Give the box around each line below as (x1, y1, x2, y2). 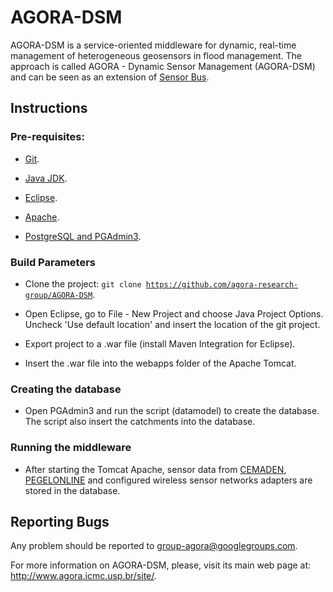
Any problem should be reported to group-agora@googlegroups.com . (10, 540, 298, 552)
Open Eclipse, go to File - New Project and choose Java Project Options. (24, 307, 324, 320)
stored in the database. (24, 484, 121, 496)
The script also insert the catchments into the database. (24, 416, 256, 428)
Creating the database (10, 382, 122, 396)
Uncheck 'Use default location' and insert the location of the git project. (24, 318, 321, 330)
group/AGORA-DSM (24, 290, 93, 300)
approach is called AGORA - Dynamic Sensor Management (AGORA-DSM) (10, 60, 316, 72)
